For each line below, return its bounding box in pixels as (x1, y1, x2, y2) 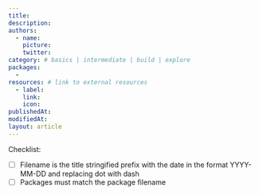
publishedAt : (8, 108, 52, 116)
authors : (8, 26, 37, 34)
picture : (22, 41, 52, 49)
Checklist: (8, 144, 41, 154)
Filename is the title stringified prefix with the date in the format (19, 160, 229, 170)
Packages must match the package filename (19, 177, 166, 187)
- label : (15, 85, 45, 94)
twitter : (22, 49, 52, 57)
